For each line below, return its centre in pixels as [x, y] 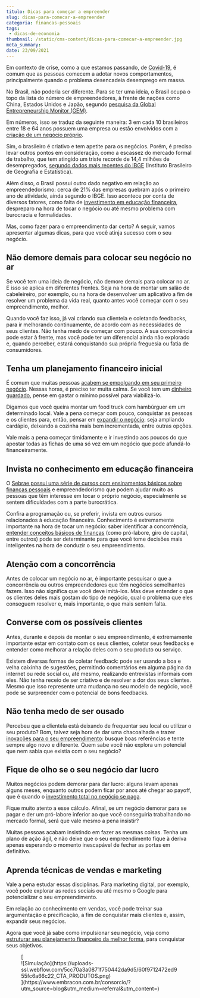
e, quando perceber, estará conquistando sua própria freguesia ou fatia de [98, 344]
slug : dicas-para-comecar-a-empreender [56, 17]
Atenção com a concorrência [61, 564]
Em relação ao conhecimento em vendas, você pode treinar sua [84, 909]
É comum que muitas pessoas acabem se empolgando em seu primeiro [94, 383]
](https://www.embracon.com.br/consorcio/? [76, 983]
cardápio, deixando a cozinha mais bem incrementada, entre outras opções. [100, 426]
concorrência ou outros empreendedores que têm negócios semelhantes [96, 585]
